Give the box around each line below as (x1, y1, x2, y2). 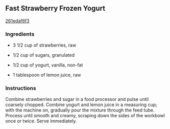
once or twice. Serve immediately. (5, 118, 77, 124)
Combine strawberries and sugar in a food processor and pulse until (5, 96, 149, 102)
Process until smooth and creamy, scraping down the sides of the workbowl (5, 113, 165, 119)
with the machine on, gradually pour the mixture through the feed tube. (5, 107, 155, 113)
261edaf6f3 (5, 17, 30, 24)
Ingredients (5, 30, 35, 37)
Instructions (5, 84, 37, 92)
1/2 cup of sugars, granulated (12, 52, 75, 58)
